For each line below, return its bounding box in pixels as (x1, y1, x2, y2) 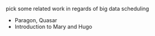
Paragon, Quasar (14, 17, 57, 23)
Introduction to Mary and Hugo (14, 23, 93, 30)
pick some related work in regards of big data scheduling (5, 5, 150, 12)
